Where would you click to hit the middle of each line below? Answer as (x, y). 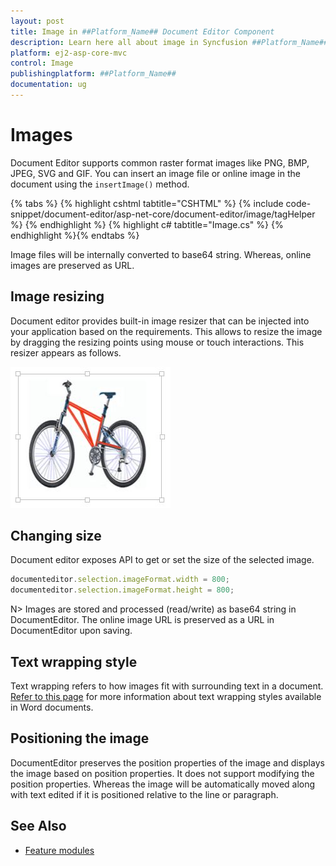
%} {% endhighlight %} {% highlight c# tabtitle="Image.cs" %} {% (147, 224)
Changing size (56, 536)
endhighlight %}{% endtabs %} (75, 235)
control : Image (42, 63)
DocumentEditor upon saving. (71, 631)
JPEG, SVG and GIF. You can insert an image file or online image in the (155, 173)
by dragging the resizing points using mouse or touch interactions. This (157, 342)
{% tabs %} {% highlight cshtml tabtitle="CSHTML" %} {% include (147, 203)
